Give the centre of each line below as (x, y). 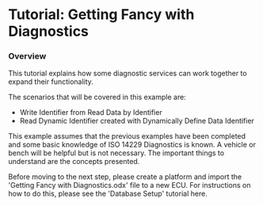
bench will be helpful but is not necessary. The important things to (116, 153)
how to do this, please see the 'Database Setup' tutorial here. (108, 194)
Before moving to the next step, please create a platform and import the (125, 177)
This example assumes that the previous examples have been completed (127, 136)
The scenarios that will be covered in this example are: (97, 97)
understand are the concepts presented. (74, 162)
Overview (27, 56)
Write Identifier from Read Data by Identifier (91, 113)
